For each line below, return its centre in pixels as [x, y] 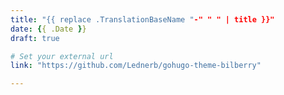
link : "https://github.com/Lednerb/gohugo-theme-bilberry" [136, 66]
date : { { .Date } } [48, 29]
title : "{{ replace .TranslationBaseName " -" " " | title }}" [142, 19]
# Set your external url [62, 56]
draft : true [35, 38]
